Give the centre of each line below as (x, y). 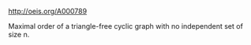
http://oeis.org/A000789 (48, 11)
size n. (19, 35)
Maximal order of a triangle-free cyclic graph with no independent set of (126, 26)
